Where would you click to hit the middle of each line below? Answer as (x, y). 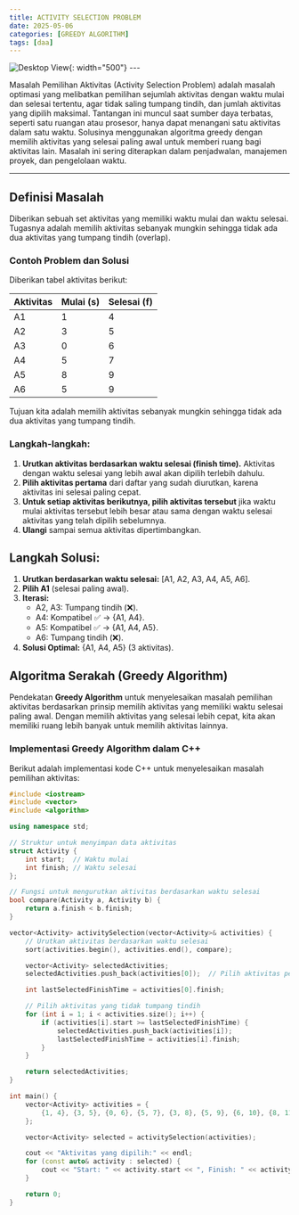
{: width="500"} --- (105, 68)
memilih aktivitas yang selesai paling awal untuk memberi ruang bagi (135, 142)
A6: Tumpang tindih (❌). (80, 637)
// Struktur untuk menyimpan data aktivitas (93, 843)
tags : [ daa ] (31, 42)
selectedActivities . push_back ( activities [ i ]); (145, 1030)
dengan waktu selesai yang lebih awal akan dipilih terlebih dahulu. (143, 472)
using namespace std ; (49, 827)
